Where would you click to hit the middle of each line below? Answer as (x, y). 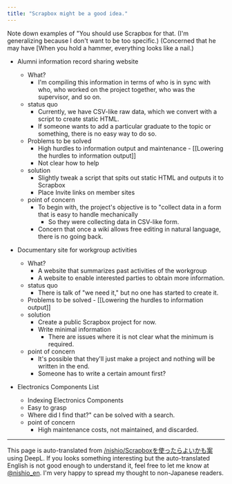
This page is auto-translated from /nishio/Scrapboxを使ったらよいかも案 (110, 450)
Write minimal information (74, 329)
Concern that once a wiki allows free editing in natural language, (129, 229)
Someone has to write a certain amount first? (102, 373)
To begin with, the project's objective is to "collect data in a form (129, 207)
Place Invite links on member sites (86, 192)
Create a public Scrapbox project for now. (97, 322)
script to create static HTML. (78, 119)
